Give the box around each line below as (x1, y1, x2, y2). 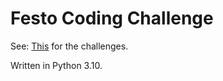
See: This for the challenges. (10, 40, 129, 52)
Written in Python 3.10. (10, 59, 103, 71)
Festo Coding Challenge (10, 7, 214, 30)
